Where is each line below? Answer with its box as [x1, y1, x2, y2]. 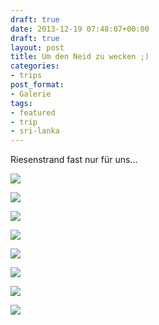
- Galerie [10, 89, 52, 99]
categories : [10, 61, 60, 71]
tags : [10, 98, 33, 108]
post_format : [10, 80, 65, 90]
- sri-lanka [10, 126, 60, 136]
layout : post [10, 42, 65, 53]
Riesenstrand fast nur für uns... [10, 154, 138, 166]
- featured [10, 107, 56, 118]
